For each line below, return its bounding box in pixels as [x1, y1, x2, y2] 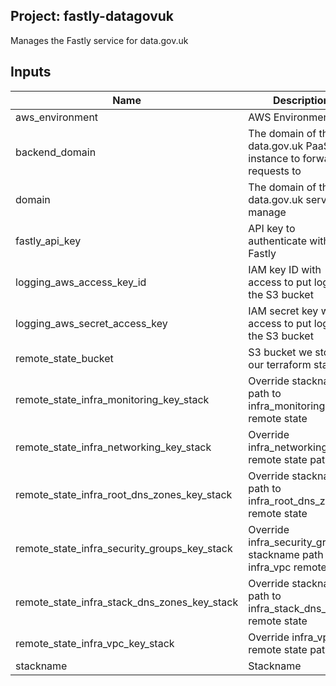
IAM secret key [248, 304, 319, 318]
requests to [248, 164, 302, 178]
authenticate [248, 234, 307, 248]
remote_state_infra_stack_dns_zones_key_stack [15, 595, 239, 609]
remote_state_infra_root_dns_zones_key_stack [15, 487, 233, 501]
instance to [248, 151, 301, 165]
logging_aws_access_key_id [15, 275, 147, 289]
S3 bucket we [248, 345, 313, 359]
